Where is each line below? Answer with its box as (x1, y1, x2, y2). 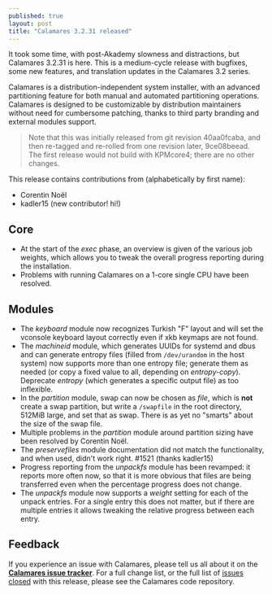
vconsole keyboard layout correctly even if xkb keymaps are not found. (19, 333, 258, 342)
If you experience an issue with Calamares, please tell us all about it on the (8, 559, 258, 569)
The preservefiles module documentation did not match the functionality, (19, 445, 265, 454)
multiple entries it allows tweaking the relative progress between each (19, 505, 255, 515)
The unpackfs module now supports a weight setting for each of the (19, 488, 249, 497)
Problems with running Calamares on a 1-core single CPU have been (19, 270, 249, 280)
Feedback (8, 538, 60, 552)
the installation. (19, 261, 71, 271)
